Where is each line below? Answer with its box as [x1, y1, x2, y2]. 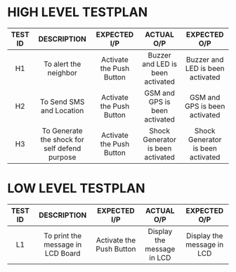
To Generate [41, 126, 83, 136]
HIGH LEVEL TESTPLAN [7, 4, 148, 20]
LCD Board [44, 248, 81, 258]
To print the [44, 231, 82, 240]
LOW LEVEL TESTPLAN [7, 181, 145, 197]
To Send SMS [39, 96, 85, 106]
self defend [43, 143, 81, 153]
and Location [41, 105, 84, 115]
